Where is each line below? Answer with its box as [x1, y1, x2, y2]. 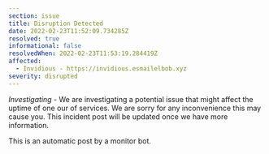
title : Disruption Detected [8, 19, 104, 28]
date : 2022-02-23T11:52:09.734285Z [8, 27, 129, 35]
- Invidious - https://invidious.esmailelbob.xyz [15, 65, 187, 73]
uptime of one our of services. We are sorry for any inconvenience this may [8, 103, 262, 113]
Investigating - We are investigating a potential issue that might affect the [8, 94, 254, 104]
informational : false [8, 42, 82, 50]
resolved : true [8, 34, 60, 43]
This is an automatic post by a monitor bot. [8, 135, 152, 146]
